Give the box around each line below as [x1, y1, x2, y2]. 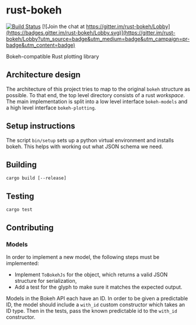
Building [6, 159, 37, 170]
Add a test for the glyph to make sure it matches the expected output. [14, 283, 183, 290]
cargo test [6, 207, 33, 213]
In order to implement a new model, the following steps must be [6, 253, 160, 261]
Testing [6, 191, 35, 201]
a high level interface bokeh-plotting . [6, 104, 97, 111]
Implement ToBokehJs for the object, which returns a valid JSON [14, 271, 168, 278]
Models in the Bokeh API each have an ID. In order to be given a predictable [6, 295, 188, 302]
